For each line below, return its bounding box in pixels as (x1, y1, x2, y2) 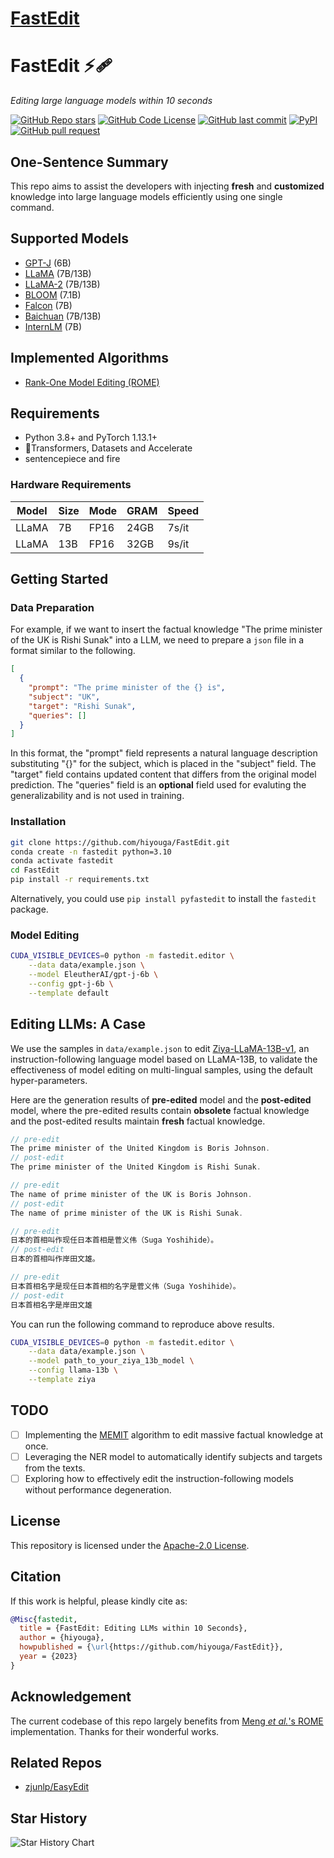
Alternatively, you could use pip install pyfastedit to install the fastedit (10, 893, 317, 905)
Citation (10, 1568, 62, 1586)
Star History (10, 1810, 88, 1827)
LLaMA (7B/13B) (24, 267, 92, 279)
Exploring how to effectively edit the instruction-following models (24, 1472, 294, 1484)
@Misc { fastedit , (10, 1614, 78, 1624)
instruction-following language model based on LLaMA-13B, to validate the (10, 1053, 318, 1065)
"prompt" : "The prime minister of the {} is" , (28, 683, 226, 693)
